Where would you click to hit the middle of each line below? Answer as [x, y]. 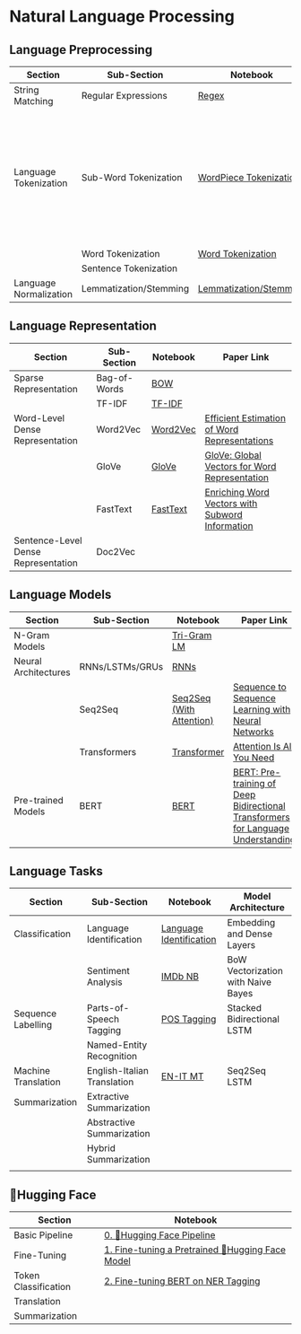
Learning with [262, 709]
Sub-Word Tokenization [132, 177]
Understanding [264, 839]
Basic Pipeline [43, 1235]
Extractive [108, 1097]
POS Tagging [189, 1019]
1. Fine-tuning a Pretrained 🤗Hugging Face [195, 1250]
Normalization [43, 294]
